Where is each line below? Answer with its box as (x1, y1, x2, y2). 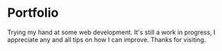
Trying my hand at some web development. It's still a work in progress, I (7, 28, 216, 36)
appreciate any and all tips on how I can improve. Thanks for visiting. (7, 35, 206, 43)
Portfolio (7, 5, 59, 21)
